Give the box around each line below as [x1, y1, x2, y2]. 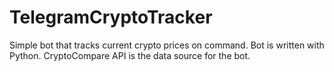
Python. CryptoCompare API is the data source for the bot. [9, 49, 251, 61]
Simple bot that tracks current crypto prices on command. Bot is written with [9, 39, 325, 51]
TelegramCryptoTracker [9, 6, 213, 29]
